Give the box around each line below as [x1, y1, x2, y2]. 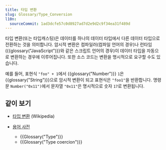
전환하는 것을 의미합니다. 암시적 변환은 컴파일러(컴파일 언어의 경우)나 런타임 [5, 42, 152, 48]
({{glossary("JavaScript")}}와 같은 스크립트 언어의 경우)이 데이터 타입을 [5, 48, 146, 54]
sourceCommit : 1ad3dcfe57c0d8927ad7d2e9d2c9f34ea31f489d [9, 21, 131, 26]
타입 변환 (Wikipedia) [12, 113, 55, 119]
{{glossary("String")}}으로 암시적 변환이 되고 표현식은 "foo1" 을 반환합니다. [5, 77, 152, 83]
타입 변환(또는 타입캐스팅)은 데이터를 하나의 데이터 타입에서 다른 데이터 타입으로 [5, 35, 161, 41]
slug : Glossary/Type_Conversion [5, 12, 72, 17]
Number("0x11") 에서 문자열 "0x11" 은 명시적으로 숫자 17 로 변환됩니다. [10, 83, 145, 89]
